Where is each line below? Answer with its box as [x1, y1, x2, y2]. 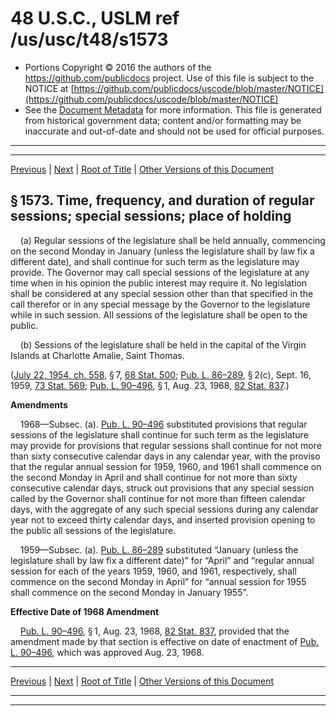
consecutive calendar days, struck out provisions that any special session [10, 482, 315, 494]
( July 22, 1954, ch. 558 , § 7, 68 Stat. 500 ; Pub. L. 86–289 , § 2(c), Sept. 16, [10, 368, 312, 381]
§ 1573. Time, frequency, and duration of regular [10, 192, 315, 209]
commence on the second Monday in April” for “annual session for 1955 [10, 575, 307, 587]
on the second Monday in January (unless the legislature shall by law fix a [10, 245, 315, 257]
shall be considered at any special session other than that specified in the [10, 287, 314, 299]
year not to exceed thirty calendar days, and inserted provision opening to [10, 513, 316, 526]
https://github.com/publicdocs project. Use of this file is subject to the [24, 72, 315, 84]
